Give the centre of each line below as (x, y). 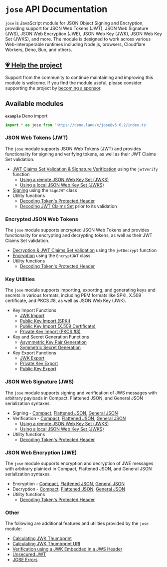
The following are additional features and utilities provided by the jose (77, 523)
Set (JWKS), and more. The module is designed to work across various (78, 39)
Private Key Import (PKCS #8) (50, 331)
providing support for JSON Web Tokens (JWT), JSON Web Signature (77, 28)
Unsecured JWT (29, 554)
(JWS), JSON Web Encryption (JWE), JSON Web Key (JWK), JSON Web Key (83, 33)
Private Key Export (39, 363)
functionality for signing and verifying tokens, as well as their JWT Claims (81, 154)
